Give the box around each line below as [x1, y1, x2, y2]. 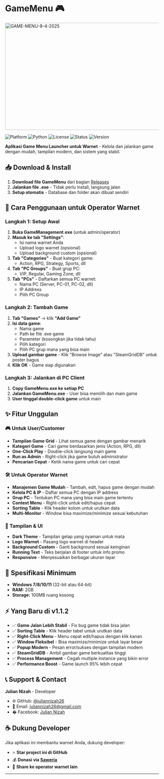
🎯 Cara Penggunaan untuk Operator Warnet [5, 203, 140, 212]
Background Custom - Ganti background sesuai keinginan [12, 544, 130, 550]
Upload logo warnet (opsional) [19, 245, 81, 251]
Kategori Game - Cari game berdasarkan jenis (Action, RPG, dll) [12, 443, 141, 449]
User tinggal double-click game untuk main [12, 396, 101, 402]
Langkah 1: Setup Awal [5, 218, 60, 225]
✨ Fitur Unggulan [5, 410, 59, 418]
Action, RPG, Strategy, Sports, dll [19, 261, 86, 267]
